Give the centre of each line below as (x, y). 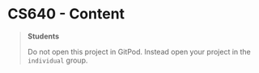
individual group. (57, 60)
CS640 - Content (66, 14)
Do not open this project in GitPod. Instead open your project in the (139, 51)
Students (43, 36)
